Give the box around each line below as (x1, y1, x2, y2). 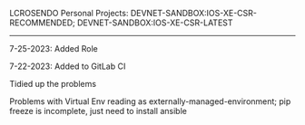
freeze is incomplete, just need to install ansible (9, 106, 188, 116)
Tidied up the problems (9, 79, 97, 89)
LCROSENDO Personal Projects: (9, 8, 129, 18)
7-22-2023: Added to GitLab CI (9, 61, 126, 72)
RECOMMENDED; (9, 17, 75, 28)
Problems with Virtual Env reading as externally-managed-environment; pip (9, 96, 291, 107)
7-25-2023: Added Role (9, 43, 98, 53)
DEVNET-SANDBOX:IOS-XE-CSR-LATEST (76, 17, 233, 28)
